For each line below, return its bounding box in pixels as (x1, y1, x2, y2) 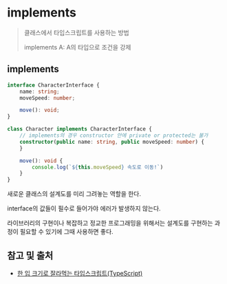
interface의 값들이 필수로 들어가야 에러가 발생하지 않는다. (7, 204, 161, 212)
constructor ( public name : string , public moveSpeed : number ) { (19, 138, 205, 145)
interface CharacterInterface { (7, 81, 100, 89)
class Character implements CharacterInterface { (7, 126, 153, 133)
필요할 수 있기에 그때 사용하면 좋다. (19, 228, 113, 236)
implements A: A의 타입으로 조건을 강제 (23, 43, 131, 51)
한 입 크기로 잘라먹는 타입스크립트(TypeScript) (17, 269, 143, 277)
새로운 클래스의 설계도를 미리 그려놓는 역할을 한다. (7, 190, 142, 198)
